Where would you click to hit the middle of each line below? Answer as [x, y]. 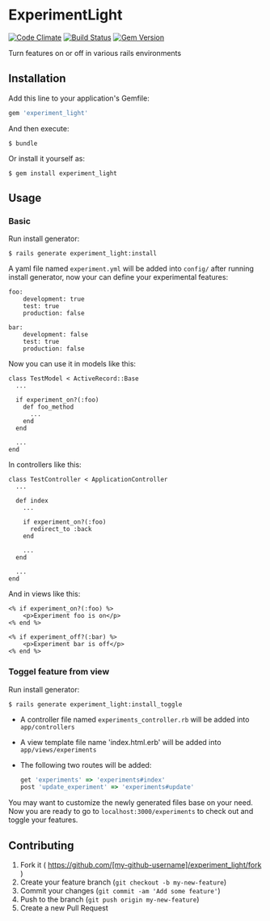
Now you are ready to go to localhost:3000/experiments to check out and [131, 812]
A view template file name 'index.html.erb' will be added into [120, 742]
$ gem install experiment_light [63, 173]
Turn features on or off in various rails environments [95, 53]
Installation [37, 79]
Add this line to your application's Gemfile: [79, 98]
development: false [56, 335]
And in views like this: [44, 594]
